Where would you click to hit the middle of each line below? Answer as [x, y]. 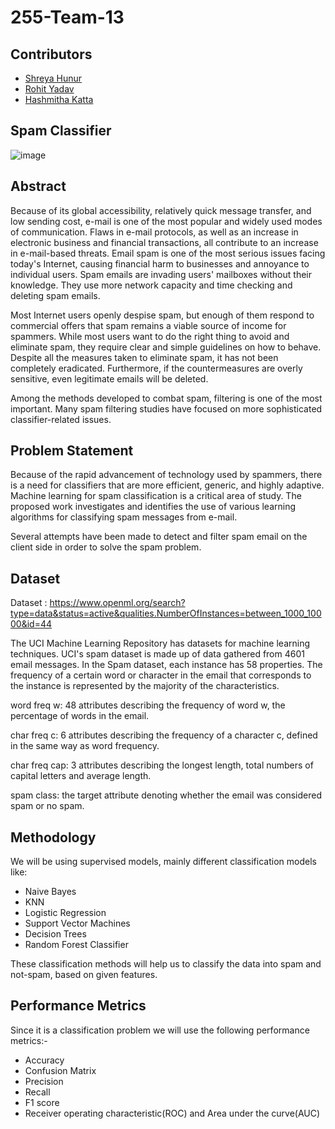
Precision [44, 1081]
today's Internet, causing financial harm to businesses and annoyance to [160, 263]
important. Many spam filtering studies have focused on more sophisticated [166, 408]
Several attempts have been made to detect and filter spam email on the [159, 537]
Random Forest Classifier [76, 945]
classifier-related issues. [61, 419]
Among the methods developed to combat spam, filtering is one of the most [166, 398]
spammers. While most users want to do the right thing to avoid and [150, 336]
